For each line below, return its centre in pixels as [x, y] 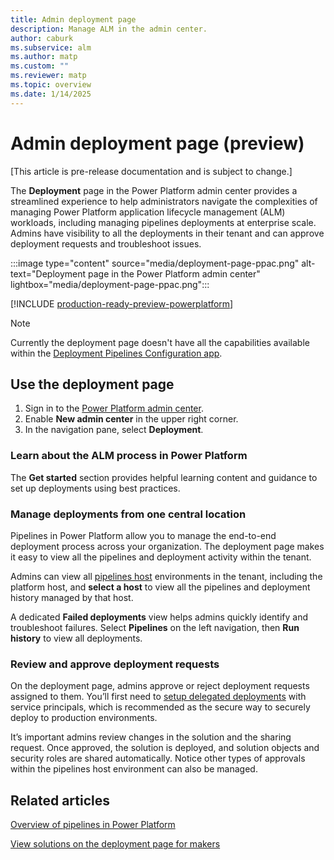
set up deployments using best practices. [95, 488]
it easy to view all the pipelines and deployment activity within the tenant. [161, 557]
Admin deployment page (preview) [157, 143]
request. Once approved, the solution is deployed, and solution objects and [165, 748]
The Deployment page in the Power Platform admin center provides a [154, 190]
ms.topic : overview [51, 85]
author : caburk [42, 38]
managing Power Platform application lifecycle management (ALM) [148, 212]
